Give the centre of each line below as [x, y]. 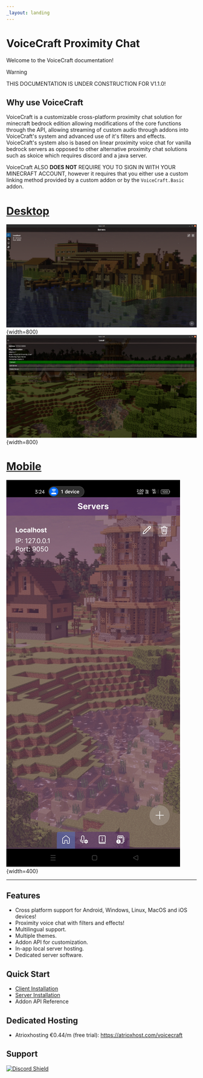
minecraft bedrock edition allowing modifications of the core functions [94, 123]
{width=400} [22, 871]
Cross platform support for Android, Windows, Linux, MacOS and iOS [101, 910]
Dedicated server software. [49, 955]
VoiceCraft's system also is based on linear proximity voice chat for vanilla [99, 143]
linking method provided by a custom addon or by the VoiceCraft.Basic [95, 180]
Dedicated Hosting [42, 1020]
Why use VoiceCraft [45, 102]
